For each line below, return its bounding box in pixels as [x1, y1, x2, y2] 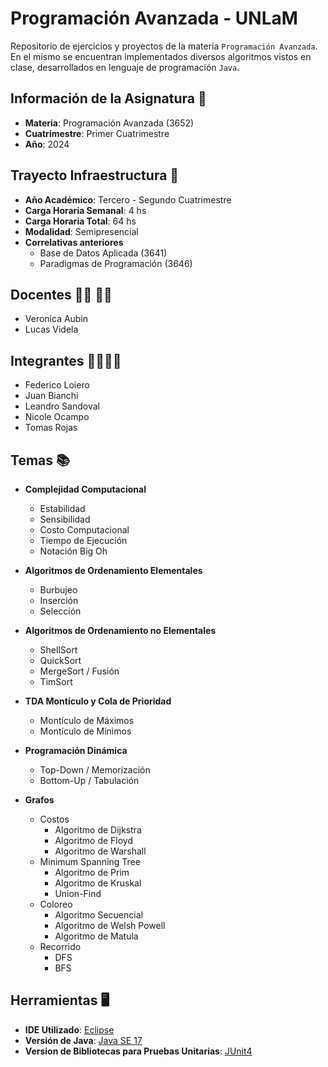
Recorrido [39, 941, 82, 952]
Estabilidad [39, 503, 86, 514]
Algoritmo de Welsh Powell [54, 920, 166, 931]
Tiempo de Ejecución [39, 535, 128, 546]
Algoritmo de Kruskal [54, 877, 142, 889]
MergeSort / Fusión [39, 665, 120, 677]
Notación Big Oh [39, 545, 108, 557]
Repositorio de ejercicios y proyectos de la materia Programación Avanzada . [10, 40, 318, 52]
